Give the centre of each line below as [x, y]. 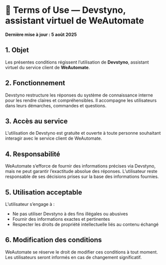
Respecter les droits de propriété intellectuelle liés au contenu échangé [85, 224]
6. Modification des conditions [54, 240]
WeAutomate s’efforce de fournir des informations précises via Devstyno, [81, 166]
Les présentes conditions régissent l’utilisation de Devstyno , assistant [77, 62]
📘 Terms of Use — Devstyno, [66, 10]
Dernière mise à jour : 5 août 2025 [41, 34]
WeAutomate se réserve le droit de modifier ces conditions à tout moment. [82, 252]
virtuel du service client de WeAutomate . [48, 67]
